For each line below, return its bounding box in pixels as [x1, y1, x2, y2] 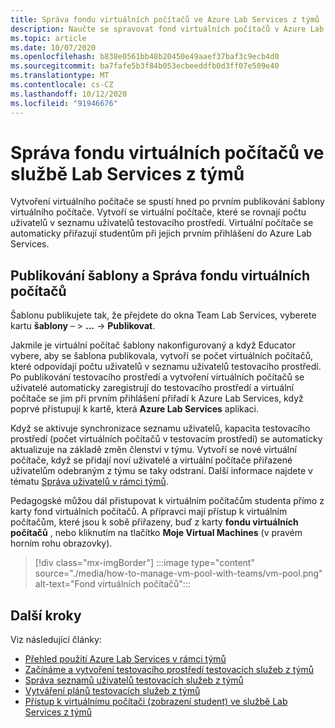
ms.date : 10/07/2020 [10, 42, 97, 53]
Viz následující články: [10, 634, 102, 646]
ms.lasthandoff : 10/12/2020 [10, 89, 128, 99]
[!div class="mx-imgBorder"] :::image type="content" [34, 557, 255, 569]
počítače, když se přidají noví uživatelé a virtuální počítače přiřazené [10, 454, 293, 466]
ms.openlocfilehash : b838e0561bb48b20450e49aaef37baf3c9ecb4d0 [10, 52, 280, 62]
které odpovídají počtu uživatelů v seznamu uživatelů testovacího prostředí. [10, 361, 322, 373]
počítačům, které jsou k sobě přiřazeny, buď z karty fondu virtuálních [10, 516, 299, 528]
